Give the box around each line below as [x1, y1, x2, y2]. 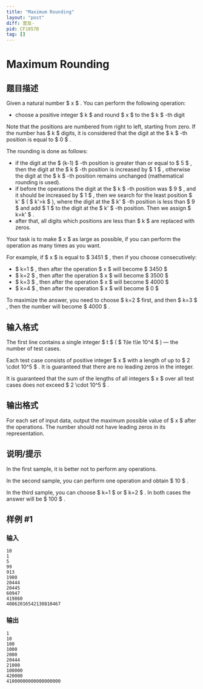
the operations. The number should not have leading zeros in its [6, 423, 166, 430]
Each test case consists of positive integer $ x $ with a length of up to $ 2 [6, 356, 190, 364]
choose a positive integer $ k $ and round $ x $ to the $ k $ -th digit [15, 112, 185, 119]
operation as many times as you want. [6, 242, 101, 249]
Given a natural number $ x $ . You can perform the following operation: [6, 99, 186, 107]
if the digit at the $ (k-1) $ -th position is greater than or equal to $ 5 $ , [15, 159, 192, 167]
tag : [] [6, 32, 26, 38]
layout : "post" [6, 15, 45, 21]
